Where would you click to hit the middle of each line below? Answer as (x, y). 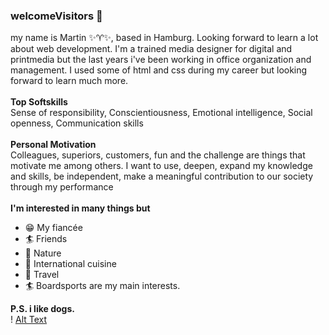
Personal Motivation (53, 145)
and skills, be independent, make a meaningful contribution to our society (162, 176)
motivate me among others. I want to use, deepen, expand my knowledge (161, 166)
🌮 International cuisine (70, 264)
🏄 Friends (46, 239)
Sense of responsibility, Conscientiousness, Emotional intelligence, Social (161, 113)
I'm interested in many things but (80, 208)
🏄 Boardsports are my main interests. (102, 286)
